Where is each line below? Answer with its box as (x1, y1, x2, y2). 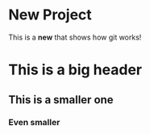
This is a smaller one (8, 93, 115, 107)
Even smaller (8, 117, 60, 128)
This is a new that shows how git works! (8, 32, 142, 42)
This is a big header (8, 61, 143, 79)
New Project (8, 6, 93, 24)
